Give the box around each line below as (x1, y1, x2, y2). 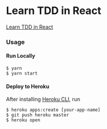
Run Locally (6, 53, 36, 60)
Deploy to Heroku (6, 83, 50, 90)
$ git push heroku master (6, 112, 69, 118)
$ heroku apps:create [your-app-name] (6, 107, 101, 113)
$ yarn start (6, 71, 38, 76)
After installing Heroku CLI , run (6, 96, 81, 103)
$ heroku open (6, 117, 41, 123)
